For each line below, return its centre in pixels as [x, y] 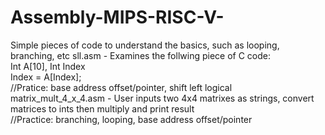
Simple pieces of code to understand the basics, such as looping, [145, 45]
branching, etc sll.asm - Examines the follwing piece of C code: [140, 55]
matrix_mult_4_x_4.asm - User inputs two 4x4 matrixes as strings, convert [162, 98]
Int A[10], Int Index [48, 66]
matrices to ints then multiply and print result [102, 108]
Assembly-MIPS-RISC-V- [117, 17]
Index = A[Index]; [46, 77]
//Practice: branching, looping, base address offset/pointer [131, 119]
